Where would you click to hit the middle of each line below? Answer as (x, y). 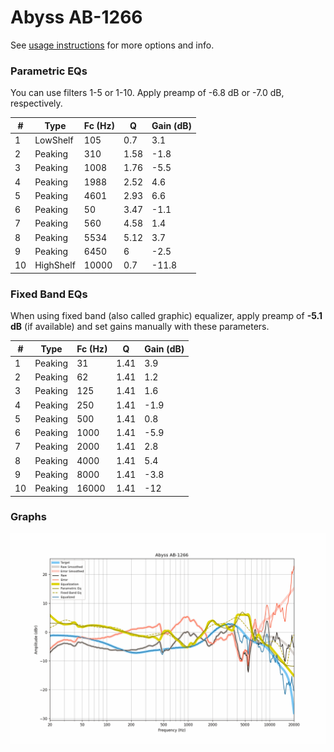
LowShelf (54, 140)
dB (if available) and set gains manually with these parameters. (140, 327)
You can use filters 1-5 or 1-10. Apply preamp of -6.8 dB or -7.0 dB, (147, 93)
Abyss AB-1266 (76, 17)
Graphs (28, 517)
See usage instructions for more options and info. (112, 45)
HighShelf (55, 265)
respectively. (36, 103)
